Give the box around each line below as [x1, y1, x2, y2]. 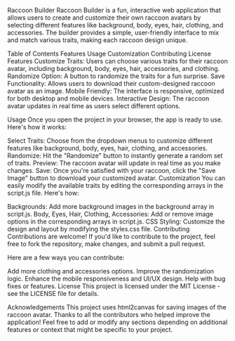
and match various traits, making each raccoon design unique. [7, 36, 188, 44]
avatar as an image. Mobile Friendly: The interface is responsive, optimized [7, 87, 224, 95]
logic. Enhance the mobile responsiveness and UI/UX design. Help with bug [7, 274, 226, 283]
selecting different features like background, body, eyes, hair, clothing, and [7, 21, 224, 29]
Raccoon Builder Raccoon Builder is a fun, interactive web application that [7, 6, 221, 14]
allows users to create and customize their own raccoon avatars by [7, 13, 201, 22]
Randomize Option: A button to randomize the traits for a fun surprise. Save [7, 72, 225, 80]
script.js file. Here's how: [7, 189, 79, 197]
